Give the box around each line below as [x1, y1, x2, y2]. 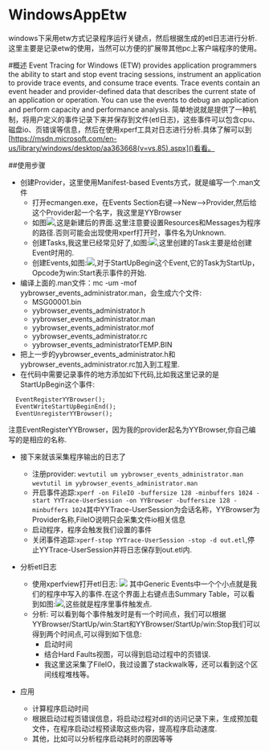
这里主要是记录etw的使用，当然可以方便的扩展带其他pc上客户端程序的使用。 [8, 43, 261, 53]
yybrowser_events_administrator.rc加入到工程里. [19, 359, 181, 369]
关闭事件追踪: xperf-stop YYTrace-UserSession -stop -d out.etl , [31, 535, 248, 544]
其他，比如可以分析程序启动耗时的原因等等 [31, 733, 173, 743]
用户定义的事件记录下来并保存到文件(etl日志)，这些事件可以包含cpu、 [29, 114, 259, 124]
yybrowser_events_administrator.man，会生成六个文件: [19, 288, 202, 298]
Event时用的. [31, 248, 75, 257]
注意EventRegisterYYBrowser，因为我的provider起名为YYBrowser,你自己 [8, 425, 249, 434]
